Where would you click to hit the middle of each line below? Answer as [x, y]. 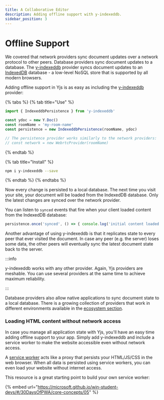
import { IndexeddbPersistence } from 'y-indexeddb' [60, 111]
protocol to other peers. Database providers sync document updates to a [79, 62]
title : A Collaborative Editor [37, 10]
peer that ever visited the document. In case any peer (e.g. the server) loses [82, 239]
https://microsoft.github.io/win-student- [78, 387]
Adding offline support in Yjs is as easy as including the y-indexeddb [74, 87]
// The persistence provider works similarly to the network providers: [81, 138]
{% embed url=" [22, 387]
